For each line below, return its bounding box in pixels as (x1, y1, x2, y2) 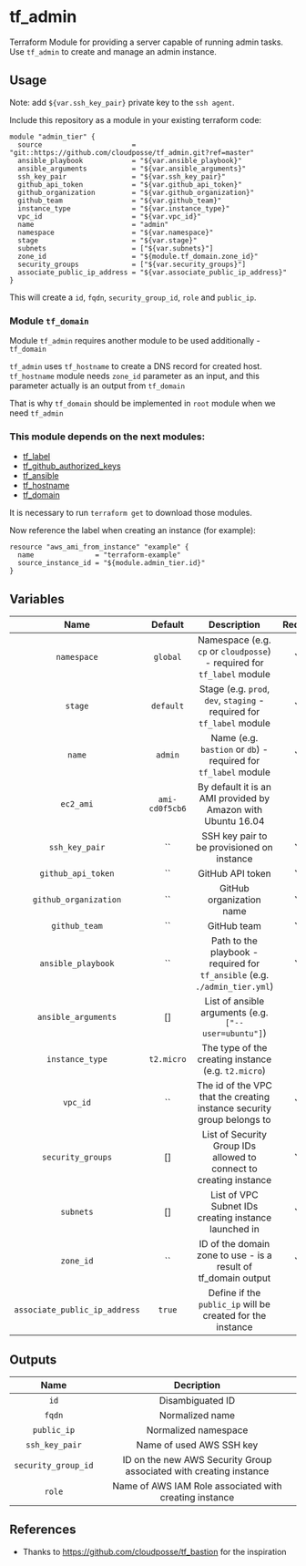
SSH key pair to (201, 829, 268, 842)
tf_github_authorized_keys (22, 460, 121, 471)
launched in (209, 1223, 260, 1236)
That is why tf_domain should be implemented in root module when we (9, 398, 276, 409)
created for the (202, 1310, 267, 1323)
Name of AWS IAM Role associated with (112, 1479, 282, 1492)
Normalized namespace (146, 1424, 249, 1437)
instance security (197, 1102, 271, 1115)
